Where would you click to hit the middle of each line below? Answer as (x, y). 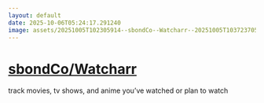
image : (19, 30)
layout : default (35, 15)
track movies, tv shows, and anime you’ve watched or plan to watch (118, 90)
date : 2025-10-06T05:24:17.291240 (65, 23)
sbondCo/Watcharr (73, 69)
